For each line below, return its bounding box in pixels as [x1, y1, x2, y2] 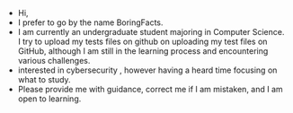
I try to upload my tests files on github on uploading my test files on [17, 36, 268, 47]
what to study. [17, 74, 71, 84]
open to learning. [17, 93, 82, 104]
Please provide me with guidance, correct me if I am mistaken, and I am [17, 84, 283, 94]
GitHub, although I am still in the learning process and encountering [17, 46, 269, 56]
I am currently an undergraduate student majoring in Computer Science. [17, 27, 285, 37]
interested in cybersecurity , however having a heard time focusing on [17, 65, 278, 75]
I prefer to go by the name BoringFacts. [17, 17, 164, 28]
